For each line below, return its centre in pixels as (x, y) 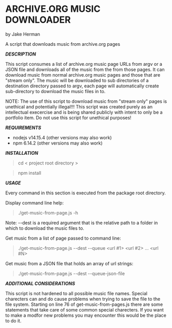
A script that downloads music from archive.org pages (63, 44)
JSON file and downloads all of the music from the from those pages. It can (85, 69)
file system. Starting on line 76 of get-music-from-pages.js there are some (84, 304)
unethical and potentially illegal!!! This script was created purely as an (79, 106)
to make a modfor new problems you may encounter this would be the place (86, 315)
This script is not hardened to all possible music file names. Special (77, 293)
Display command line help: (35, 203)
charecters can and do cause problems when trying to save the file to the (83, 299)
